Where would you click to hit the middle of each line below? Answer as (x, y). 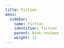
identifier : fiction (35, 28)
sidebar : (19, 19)
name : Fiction (29, 24)
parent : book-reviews (36, 33)
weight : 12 (25, 38)
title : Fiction (21, 10)
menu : (11, 14)
